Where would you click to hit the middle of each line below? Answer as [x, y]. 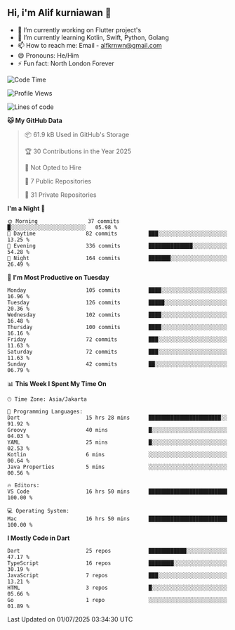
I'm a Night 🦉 [26, 208]
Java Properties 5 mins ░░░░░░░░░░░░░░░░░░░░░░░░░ [117, 467]
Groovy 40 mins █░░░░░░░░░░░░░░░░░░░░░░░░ [117, 430]
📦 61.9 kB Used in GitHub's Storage [77, 134]
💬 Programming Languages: [45, 411]
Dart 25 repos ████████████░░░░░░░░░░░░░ [117, 551]
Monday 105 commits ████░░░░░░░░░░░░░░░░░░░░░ [117, 290]
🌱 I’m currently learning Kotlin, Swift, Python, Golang [93, 37]
